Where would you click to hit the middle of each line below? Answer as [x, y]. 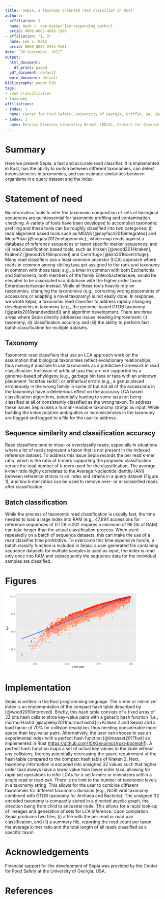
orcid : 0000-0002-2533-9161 [38, 47]
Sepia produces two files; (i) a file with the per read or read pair [69, 817]
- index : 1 [16, 109]
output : [13, 57]
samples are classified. [28, 561]
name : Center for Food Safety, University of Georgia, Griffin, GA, [81, 114]
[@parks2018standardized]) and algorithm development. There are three [79, 312]
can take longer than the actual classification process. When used [72, 530]
